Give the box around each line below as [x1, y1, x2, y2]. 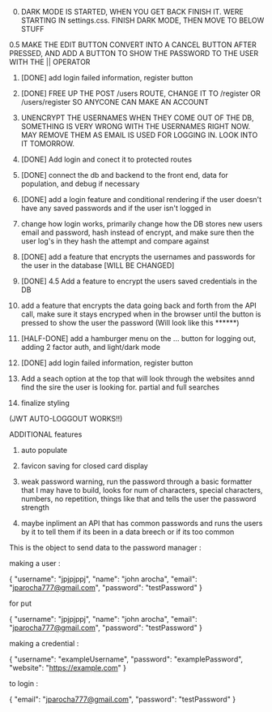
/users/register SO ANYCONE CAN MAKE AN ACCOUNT [20, 97, 210, 106]
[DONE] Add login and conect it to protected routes [20, 154, 193, 164]
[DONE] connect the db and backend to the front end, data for [20, 170, 229, 179]
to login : [9, 679, 39, 688]
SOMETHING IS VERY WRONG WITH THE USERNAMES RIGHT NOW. [20, 122, 251, 131]
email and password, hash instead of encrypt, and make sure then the [20, 227, 254, 237]
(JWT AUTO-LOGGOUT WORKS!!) [9, 414, 123, 423]
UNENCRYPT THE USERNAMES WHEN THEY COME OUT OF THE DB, [20, 113, 254, 123]
